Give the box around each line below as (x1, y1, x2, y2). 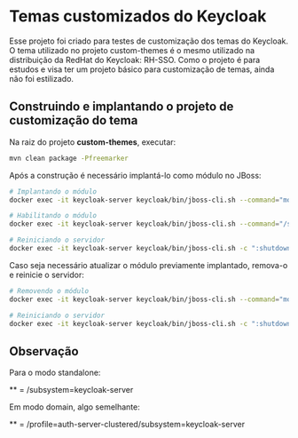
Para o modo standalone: (9, 367, 101, 378)
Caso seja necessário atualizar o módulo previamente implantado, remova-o (9, 259, 288, 270)
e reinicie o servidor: (9, 269, 84, 280)
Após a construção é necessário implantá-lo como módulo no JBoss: (9, 170, 262, 180)
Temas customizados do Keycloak (9, 6, 267, 27)
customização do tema (9, 113, 138, 128)
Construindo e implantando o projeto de (9, 100, 234, 115)
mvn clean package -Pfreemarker (9, 154, 129, 163)
